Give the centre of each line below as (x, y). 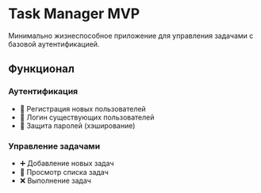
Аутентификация (43, 92)
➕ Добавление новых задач (67, 163)
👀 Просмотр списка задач (64, 172)
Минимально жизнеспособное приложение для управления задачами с (131, 36)
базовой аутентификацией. (54, 44)
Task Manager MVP (74, 14)
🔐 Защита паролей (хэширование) (77, 125)
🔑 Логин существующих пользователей (87, 117)
